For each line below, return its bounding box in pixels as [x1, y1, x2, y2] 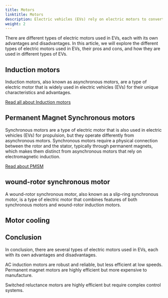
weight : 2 [5, 21, 26, 27]
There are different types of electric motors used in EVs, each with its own [5, 35, 158, 41]
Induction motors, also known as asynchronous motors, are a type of [5, 79, 147, 85]
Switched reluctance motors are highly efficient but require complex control [5, 281, 161, 288]
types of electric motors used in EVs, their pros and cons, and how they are [5, 46, 160, 52]
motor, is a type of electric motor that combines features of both [5, 196, 137, 202]
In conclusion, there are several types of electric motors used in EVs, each [5, 246, 158, 252]
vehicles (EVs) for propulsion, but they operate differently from [5, 132, 134, 138]
